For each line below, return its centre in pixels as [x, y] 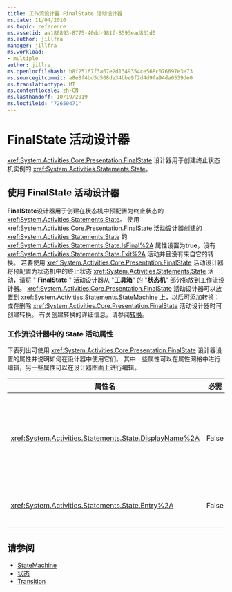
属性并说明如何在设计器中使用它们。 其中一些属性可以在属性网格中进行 [120, 359]
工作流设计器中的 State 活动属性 [60, 334]
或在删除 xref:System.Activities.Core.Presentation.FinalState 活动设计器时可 [115, 305]
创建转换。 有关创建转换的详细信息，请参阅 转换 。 [78, 314]
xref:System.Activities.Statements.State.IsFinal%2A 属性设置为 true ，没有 [112, 245]
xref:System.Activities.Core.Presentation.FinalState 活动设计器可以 [121, 288]
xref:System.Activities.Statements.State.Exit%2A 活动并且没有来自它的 [108, 254]
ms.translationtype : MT [41, 84]
